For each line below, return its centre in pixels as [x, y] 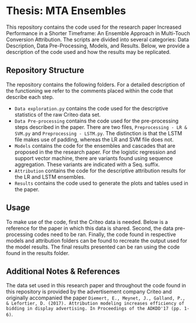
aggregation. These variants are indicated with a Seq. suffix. [87, 164]
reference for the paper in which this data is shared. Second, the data [90, 228]
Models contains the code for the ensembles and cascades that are [95, 145]
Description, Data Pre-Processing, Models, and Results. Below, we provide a [98, 46]
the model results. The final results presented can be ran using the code [93, 247]
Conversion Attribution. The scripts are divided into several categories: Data [97, 39]
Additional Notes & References [63, 271]
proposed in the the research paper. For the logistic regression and [95, 152]
